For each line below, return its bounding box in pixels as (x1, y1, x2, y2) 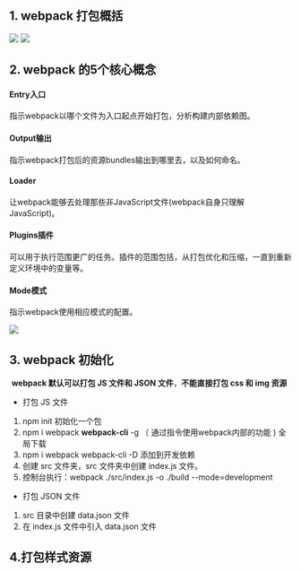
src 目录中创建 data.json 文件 (21, 510, 130, 521)
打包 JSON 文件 (21, 491, 81, 502)
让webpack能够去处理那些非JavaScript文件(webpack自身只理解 (9, 196, 245, 207)
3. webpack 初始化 (9, 352, 114, 368)
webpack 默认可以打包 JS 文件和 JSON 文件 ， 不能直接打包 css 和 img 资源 (11, 377, 288, 388)
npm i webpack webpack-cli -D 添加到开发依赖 (21, 449, 195, 460)
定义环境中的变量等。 (9, 263, 88, 273)
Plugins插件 (9, 230, 54, 240)
